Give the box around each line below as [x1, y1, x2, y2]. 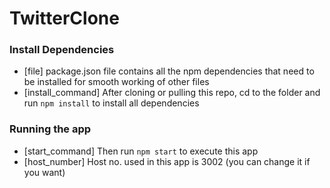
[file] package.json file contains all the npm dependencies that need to [23, 65, 315, 77]
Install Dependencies [9, 43, 115, 57]
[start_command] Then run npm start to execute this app [23, 145, 259, 157]
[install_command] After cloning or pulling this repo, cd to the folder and [23, 87, 321, 99]
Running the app [9, 122, 92, 136]
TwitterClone [9, 7, 120, 30]
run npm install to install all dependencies [23, 97, 200, 109]
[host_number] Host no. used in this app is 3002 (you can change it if [23, 155, 311, 167]
